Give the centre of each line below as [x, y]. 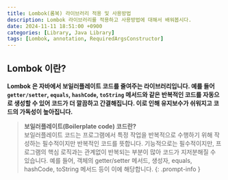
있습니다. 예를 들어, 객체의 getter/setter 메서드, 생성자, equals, [108, 160]
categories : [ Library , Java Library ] [61, 33]
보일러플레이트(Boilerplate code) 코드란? [80, 126]
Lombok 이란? [37, 68]
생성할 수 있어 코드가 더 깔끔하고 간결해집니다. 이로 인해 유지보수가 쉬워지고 [113, 103]
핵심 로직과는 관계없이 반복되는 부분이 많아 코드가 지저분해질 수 [132, 152]
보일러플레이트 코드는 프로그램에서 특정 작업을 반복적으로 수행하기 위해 [118, 135]
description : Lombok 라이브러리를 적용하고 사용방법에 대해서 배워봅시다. [99, 20]
